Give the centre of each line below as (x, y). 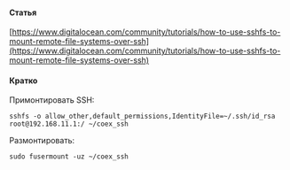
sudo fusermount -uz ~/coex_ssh (69, 157)
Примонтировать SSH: (52, 100)
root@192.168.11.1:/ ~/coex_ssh (69, 124)
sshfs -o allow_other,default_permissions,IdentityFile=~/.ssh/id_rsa (142, 116)
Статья (23, 12)
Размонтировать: (42, 141)
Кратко (24, 81)
